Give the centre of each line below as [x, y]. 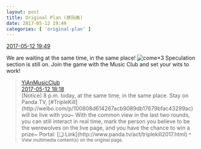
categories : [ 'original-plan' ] [49, 29]
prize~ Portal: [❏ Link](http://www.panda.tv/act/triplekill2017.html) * [106, 134]
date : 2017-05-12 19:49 [37, 23]
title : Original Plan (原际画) [45, 18]
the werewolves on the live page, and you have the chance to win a [106, 128]
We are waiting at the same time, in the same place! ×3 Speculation [101, 58]
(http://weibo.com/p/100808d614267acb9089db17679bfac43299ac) [107, 109]
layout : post [23, 12]
